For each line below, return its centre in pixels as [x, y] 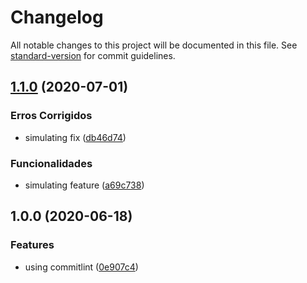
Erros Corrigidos [51, 116]
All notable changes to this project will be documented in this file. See [154, 45]
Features [32, 245]
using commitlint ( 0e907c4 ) [81, 267]
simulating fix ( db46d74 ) [75, 137]
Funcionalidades [51, 163]
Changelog [57, 17]
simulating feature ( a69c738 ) [84, 185]
